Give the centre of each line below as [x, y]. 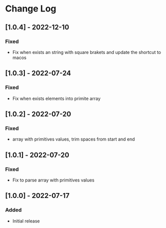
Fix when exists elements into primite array [56, 98]
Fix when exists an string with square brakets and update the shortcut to [86, 52]
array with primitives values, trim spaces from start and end [74, 139]
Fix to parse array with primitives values [53, 180]
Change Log [31, 9]
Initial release [26, 221]
